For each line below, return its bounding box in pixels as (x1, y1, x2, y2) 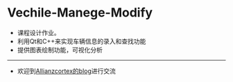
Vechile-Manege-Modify (7, 5, 153, 21)
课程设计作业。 (17, 28, 60, 37)
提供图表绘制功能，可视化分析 (17, 45, 103, 54)
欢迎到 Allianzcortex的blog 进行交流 (17, 67, 116, 75)
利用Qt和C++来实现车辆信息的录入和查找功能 (17, 37, 146, 45)
